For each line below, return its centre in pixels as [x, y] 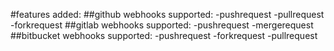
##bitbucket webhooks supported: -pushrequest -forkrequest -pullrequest [164, 35]
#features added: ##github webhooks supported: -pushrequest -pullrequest [167, 14]
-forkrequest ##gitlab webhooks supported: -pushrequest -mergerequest [162, 25]
